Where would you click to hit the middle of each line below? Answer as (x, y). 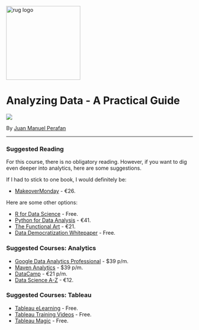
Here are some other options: (42, 203)
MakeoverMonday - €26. (45, 191)
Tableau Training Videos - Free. (53, 314)
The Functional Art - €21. (45, 227)
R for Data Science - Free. (46, 214)
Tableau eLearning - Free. (46, 308)
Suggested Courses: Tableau (49, 295)
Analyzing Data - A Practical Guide (93, 101)
